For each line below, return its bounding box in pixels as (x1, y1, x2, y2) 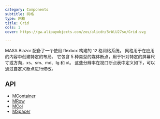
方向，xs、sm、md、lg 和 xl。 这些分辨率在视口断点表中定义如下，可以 (13, 60, 156, 65)
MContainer (12, 93, 36, 99)
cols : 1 (5, 25, 21, 30)
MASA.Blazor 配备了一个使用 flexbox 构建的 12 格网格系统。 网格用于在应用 (5, 48, 155, 53)
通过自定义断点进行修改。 (5, 66, 56, 72)
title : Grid (5, 20, 29, 26)
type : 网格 (5, 16, 26, 21)
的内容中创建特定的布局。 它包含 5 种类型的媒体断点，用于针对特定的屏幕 (5, 54, 151, 59)
